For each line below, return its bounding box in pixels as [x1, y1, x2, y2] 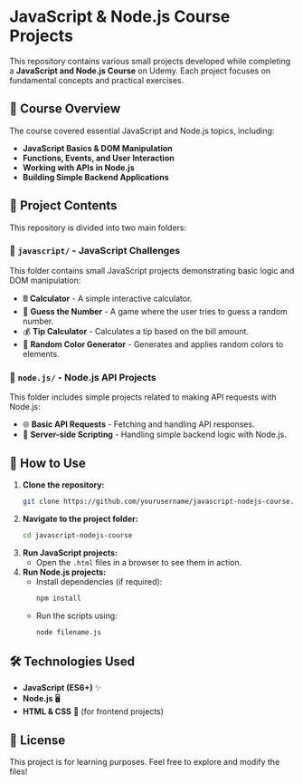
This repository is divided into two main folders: [9, 222, 187, 233]
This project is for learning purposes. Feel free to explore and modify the [9, 757, 280, 768]
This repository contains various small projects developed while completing [9, 55, 291, 66]
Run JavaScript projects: [22, 547, 118, 558]
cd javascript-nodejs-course [22, 530, 133, 540]
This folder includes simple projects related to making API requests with [9, 392, 278, 402]
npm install [35, 594, 81, 603]
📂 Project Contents [9, 198, 118, 214]
